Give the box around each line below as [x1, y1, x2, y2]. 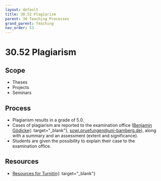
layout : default [5, 7, 38, 12]
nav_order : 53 [5, 26, 34, 30]
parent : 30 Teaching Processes [5, 16, 69, 21]
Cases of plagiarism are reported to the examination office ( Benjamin [12, 122, 153, 128]
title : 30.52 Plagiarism [5, 12, 56, 17]
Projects [12, 85, 30, 90]
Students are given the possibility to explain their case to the [12, 138, 135, 144]
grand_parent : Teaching [5, 21, 54, 26]
